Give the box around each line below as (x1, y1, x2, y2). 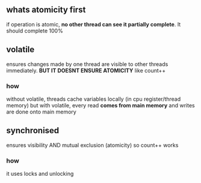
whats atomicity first (6, 5, 86, 15)
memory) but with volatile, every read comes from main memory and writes (6, 101, 195, 109)
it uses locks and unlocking (6, 170, 74, 178)
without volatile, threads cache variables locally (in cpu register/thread (6, 95, 181, 103)
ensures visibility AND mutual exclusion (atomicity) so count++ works (6, 141, 179, 149)
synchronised (6, 125, 60, 136)
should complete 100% (6, 27, 63, 34)
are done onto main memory (6, 108, 76, 115)
